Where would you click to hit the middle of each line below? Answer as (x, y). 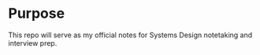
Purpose (37, 14)
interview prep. (33, 43)
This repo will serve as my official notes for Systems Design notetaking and (130, 35)
